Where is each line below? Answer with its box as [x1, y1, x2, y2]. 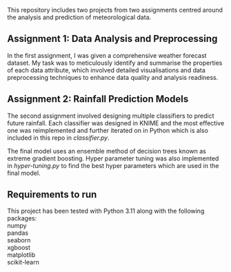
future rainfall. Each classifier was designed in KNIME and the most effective [7, 118, 225, 127]
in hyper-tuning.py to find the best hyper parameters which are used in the [7, 161, 219, 169]
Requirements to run [7, 189, 97, 200]
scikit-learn [7, 258, 39, 266]
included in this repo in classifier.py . [7, 134, 110, 142]
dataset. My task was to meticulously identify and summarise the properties [7, 59, 223, 67]
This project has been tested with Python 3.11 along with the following [7, 207, 205, 216]
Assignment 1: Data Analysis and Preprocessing [7, 33, 218, 45]
